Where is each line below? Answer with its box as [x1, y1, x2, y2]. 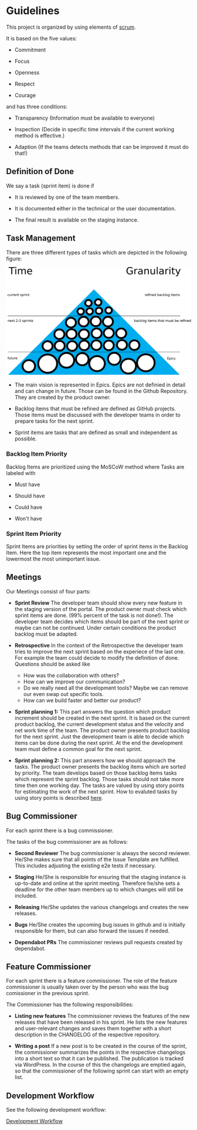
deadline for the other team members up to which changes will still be [14, 885, 184, 893]
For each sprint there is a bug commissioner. [6, 827, 114, 834]
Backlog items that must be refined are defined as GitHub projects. [14, 405, 176, 412]
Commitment [14, 46, 46, 53]
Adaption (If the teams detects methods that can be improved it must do [14, 143, 189, 150]
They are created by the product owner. [14, 394, 111, 401]
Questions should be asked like [14, 660, 90, 667]
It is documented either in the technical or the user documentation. [14, 205, 176, 212]
